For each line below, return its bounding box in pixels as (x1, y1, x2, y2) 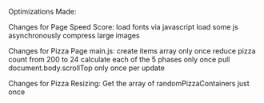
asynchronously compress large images (8, 31, 140, 40)
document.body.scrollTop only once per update (8, 63, 166, 73)
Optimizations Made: (8, 7, 77, 16)
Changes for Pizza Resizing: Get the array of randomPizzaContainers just (8, 79, 250, 88)
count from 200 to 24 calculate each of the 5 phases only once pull (8, 55, 230, 64)
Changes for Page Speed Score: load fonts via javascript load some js (8, 22, 238, 31)
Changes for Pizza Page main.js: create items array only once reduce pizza (8, 46, 256, 55)
